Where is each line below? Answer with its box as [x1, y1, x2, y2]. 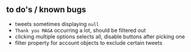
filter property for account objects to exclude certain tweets [14, 39, 163, 46]
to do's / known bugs [6, 5, 86, 15]
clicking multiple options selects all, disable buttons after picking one [14, 32, 186, 40]
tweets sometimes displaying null [14, 20, 99, 27]
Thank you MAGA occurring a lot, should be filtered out [14, 27, 146, 34]
